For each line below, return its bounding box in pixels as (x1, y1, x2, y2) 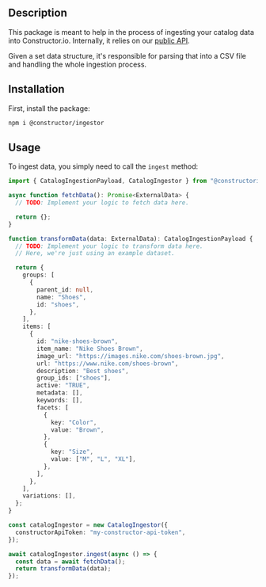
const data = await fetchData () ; (15, 558, 126, 566)
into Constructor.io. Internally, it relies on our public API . (8, 36, 190, 45)
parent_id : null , (36, 285, 93, 294)
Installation (8, 82, 65, 96)
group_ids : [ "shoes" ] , (36, 374, 112, 383)
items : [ (22, 322, 51, 331)
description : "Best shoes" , (36, 367, 129, 375)
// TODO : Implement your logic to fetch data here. (15, 199, 190, 207)
